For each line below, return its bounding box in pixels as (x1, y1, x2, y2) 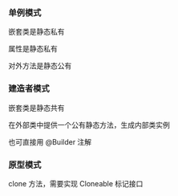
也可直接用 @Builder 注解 (8, 137, 92, 146)
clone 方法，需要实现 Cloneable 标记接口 (8, 178, 144, 188)
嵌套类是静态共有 (8, 103, 65, 112)
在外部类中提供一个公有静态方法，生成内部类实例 (8, 120, 170, 129)
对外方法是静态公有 (8, 61, 72, 71)
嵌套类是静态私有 (8, 27, 65, 37)
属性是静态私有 (8, 44, 58, 54)
